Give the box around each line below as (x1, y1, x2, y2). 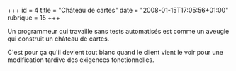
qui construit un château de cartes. (7, 34, 110, 43)
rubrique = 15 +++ (7, 13, 60, 22)
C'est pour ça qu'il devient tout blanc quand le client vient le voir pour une (7, 49, 223, 56)
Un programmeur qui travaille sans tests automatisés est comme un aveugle (7, 27, 230, 35)
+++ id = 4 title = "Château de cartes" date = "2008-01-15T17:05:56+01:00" (7, 6, 229, 14)
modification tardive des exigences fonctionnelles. (7, 56, 154, 64)
